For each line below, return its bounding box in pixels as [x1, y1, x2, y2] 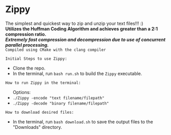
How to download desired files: [5, 110, 74, 115]
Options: [12, 89, 31, 95]
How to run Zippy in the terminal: [5, 80, 81, 85]
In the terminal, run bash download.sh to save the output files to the [12, 118, 153, 125]
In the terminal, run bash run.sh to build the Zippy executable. [12, 70, 142, 77]
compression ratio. [5, 31, 47, 37]
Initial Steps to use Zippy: [5, 56, 67, 61]
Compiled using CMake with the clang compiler [5, 47, 106, 52]
